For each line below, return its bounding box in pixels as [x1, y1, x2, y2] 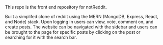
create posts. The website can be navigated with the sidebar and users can [5, 24, 158, 30]
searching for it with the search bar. [5, 34, 77, 40]
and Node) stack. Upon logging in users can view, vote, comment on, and [5, 19, 154, 24]
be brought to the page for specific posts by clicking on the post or [5, 29, 141, 35]
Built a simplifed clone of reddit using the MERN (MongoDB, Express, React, [5, 14, 159, 19]
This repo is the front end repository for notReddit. [5, 4, 107, 10]
